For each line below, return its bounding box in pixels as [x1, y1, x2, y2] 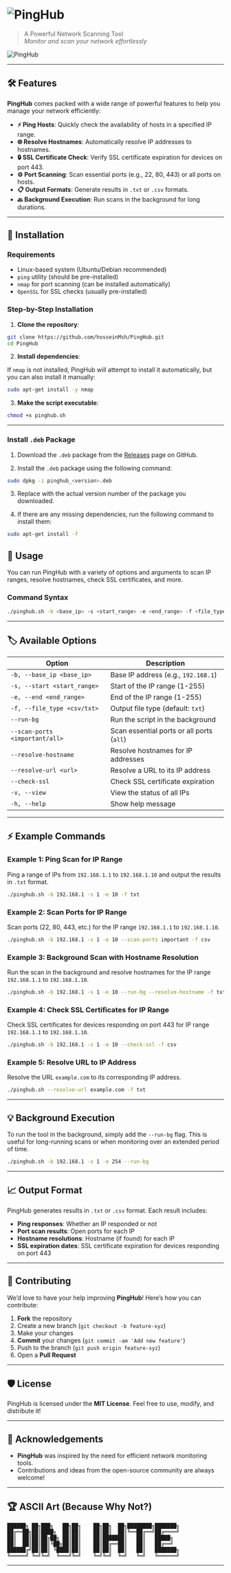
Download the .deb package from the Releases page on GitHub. [16, 451, 198, 459]
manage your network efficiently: [7, 107, 101, 115]
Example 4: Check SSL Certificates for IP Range [7, 1005, 170, 1014]
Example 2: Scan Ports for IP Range [7, 907, 127, 917]
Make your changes [16, 1329, 74, 1337]
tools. [16, 1459, 33, 1467]
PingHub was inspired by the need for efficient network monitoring [16, 1452, 208, 1460]
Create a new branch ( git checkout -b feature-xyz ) [16, 1321, 166, 1329]
